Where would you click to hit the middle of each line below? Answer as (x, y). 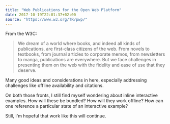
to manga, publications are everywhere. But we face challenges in (87, 60)
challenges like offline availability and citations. (55, 86)
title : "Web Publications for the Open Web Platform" (64, 10)
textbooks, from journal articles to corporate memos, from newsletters (91, 54)
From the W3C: (21, 34)
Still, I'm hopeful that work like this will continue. (56, 116)
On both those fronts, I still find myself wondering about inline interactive (81, 95)
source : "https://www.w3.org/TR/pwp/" (46, 19)
